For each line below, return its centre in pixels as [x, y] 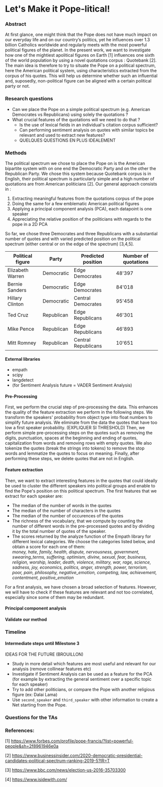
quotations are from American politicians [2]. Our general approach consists [81, 184]
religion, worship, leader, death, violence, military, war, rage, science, [81, 562]
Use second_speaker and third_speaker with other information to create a [85, 700]
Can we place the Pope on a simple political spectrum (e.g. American [81, 109]
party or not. [17, 86]
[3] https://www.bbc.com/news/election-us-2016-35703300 [65, 770]
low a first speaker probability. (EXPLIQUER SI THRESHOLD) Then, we [75, 428]
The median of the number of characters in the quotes [66, 511]
